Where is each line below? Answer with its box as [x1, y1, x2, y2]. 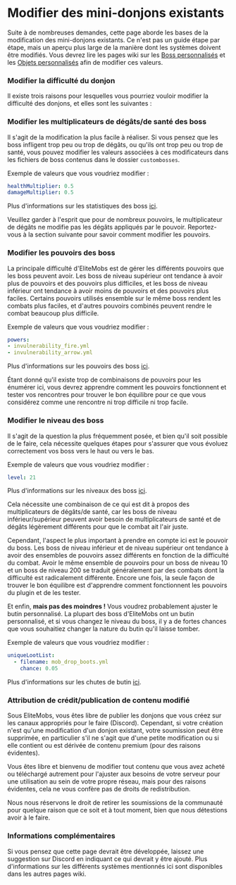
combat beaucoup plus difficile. [7, 308, 99, 318]
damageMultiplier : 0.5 [7, 189, 74, 196]
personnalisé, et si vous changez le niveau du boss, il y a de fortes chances [7, 617, 227, 626]
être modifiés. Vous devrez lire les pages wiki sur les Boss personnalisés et [7, 51, 225, 59]
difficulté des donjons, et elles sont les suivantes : [7, 99, 152, 108]
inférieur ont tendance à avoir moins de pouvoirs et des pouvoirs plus [7, 287, 209, 295]
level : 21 [7, 474, 37, 481]
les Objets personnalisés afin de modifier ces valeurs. [7, 58, 163, 66]
